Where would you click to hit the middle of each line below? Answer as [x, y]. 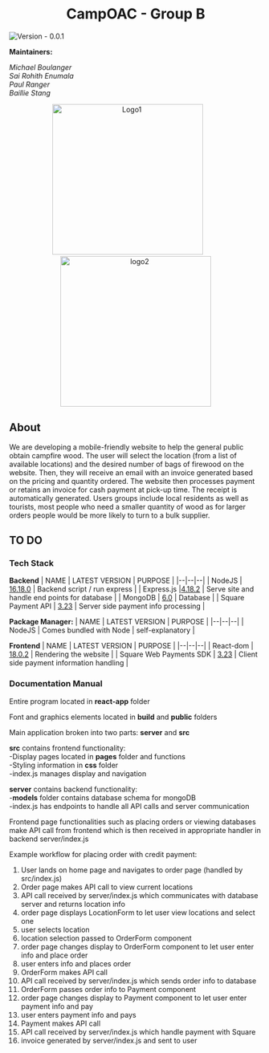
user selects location [55, 929]
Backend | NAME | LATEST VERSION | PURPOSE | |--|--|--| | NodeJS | [126, 581]
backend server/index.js [49, 839]
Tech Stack [32, 563]
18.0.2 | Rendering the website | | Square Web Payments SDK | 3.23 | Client [133, 654]
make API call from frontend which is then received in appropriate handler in [135, 830]
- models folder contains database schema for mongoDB [102, 797]
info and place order [54, 955]
